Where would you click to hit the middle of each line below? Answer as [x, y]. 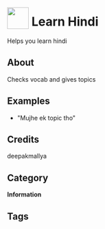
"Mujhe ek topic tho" [46, 118]
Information [24, 194]
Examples [28, 101]
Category [28, 177]
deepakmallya [27, 156]
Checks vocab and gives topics [51, 79]
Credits [23, 139]
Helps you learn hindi [37, 41]
